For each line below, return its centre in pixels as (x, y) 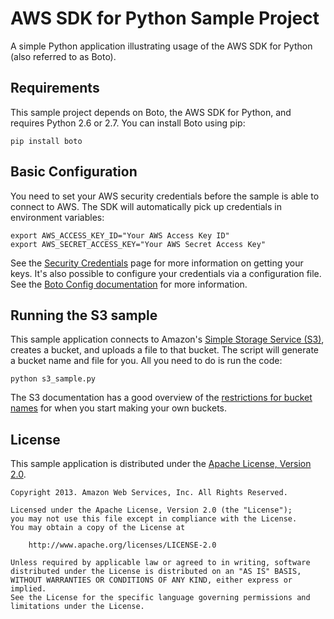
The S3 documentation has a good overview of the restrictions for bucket (161, 398)
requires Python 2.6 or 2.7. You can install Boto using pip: (128, 123)
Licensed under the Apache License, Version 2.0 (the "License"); (151, 510)
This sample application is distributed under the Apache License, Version (161, 464)
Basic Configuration (74, 172)
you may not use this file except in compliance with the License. (154, 519)
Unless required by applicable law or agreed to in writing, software (160, 563)
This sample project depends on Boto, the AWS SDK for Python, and (151, 112)
